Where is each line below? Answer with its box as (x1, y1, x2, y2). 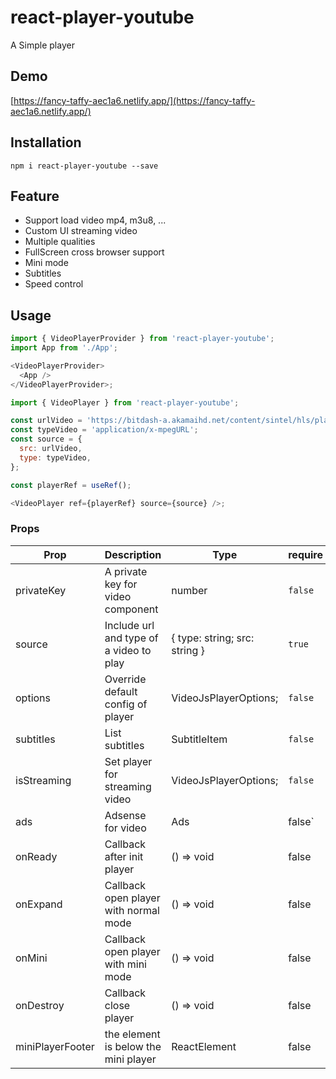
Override (104, 672, 147, 686)
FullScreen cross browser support (24, 246, 165, 258)
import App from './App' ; (10, 343, 118, 353)
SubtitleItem (171, 732, 228, 746)
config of (104, 697, 148, 711)
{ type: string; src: (171, 631, 255, 645)
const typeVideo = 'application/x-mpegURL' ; (10, 425, 199, 435)
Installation (10, 134, 82, 151)
